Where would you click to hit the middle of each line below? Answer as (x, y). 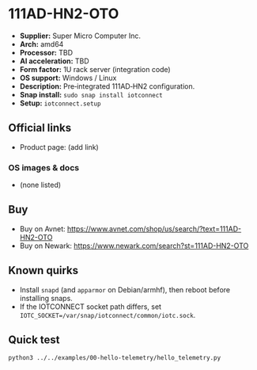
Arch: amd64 (42, 44)
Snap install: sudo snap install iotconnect (91, 94)
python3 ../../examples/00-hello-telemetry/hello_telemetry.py (115, 358)
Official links (40, 128)
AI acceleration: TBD (54, 61)
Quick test (34, 340)
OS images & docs (44, 167)
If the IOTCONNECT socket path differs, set (91, 307)
